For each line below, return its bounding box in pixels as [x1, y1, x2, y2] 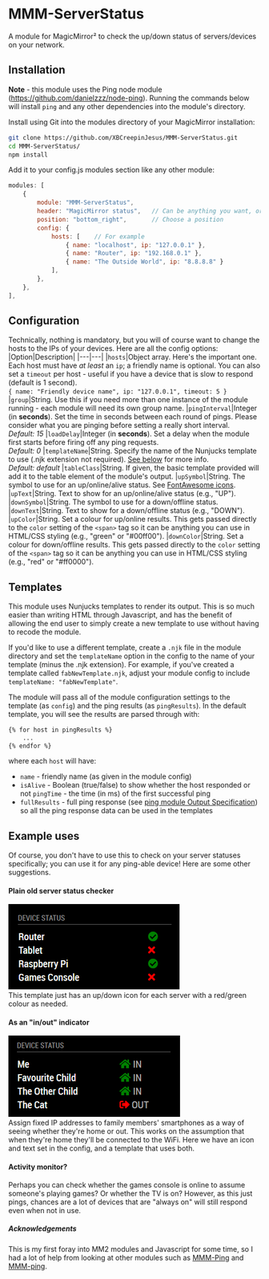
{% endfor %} [8, 742, 52, 751]
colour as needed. [8, 999, 68, 1008]
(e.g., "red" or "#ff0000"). [8, 557, 94, 567]
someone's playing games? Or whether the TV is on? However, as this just [8, 1188, 253, 1198]
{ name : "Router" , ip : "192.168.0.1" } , [65, 250, 203, 258]
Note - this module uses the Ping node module [8, 84, 163, 94]
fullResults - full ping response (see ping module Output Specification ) [19, 797, 258, 807]
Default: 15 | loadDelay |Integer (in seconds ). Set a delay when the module [8, 429, 250, 438]
